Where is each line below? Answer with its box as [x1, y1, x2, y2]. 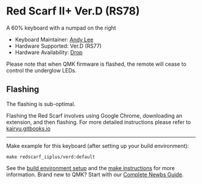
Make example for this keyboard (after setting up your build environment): [6, 142, 189, 149]
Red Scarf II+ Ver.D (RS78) [6, 4, 140, 18]
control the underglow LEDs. [6, 66, 77, 74]
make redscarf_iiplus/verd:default [6, 154, 96, 160]
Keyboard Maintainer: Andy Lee [14, 36, 94, 43]
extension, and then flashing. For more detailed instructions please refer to [6, 118, 191, 125]
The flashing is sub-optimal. [6, 100, 76, 107]
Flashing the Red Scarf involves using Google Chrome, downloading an [6, 112, 182, 119]
